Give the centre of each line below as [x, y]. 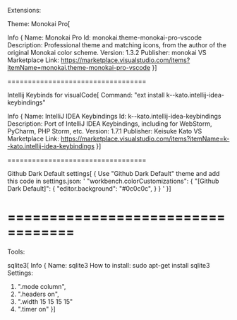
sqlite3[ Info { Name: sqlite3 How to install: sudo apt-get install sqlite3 [109, 265]
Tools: [16, 251]
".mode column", [42, 286]
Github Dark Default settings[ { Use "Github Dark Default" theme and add [114, 173]
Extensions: [24, 10]
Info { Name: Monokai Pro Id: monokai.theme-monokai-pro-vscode [105, 37]
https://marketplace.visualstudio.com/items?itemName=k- [145, 138]
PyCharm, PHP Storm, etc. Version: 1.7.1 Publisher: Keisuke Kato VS [105, 131]
